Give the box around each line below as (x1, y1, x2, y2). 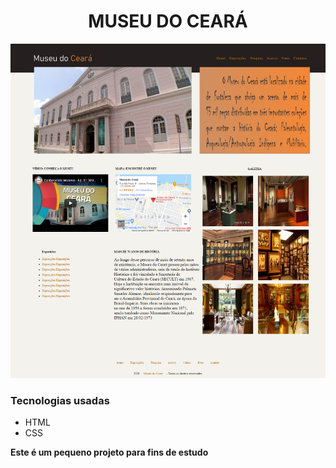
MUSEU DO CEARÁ (88, 10, 248, 33)
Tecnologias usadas (10, 393, 110, 407)
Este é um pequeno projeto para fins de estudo (10, 446, 209, 459)
